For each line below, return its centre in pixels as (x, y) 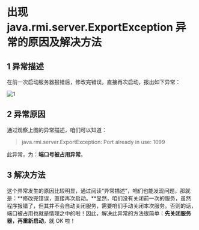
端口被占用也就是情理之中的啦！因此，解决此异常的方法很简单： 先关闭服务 (99, 213)
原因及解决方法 (65, 42)
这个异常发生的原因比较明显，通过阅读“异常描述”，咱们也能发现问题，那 (96, 190)
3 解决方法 (26, 175)
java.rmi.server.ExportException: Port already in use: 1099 (93, 142)
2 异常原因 (26, 114)
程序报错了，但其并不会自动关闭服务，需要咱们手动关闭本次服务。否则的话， (102, 205)
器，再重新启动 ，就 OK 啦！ (41, 220)
